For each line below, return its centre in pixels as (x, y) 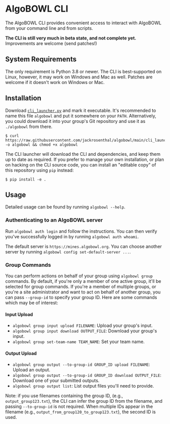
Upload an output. (31, 370)
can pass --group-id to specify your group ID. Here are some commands (81, 297)
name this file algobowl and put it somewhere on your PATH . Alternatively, (81, 116)
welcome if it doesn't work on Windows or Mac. (55, 82)
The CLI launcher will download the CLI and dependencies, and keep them (83, 154)
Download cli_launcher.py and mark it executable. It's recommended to (81, 110)
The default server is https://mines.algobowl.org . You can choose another (83, 246)
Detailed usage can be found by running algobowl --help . (65, 207)
